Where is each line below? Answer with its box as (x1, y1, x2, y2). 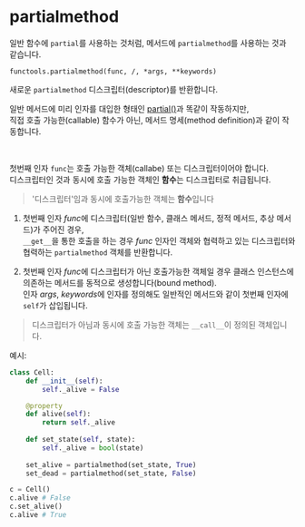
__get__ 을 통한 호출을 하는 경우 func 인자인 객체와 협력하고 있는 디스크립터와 (22, 235, 296, 246)
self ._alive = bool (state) (42, 443, 144, 453)
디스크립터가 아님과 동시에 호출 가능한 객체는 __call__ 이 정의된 (31, 319, 256, 330)
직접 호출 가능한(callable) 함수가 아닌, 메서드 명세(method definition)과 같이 (9, 114, 280, 125)
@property (25, 401, 64, 410)
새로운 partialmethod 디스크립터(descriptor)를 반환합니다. (9, 83, 219, 94)
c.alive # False (9, 493, 71, 503)
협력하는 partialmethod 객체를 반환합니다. (22, 247, 173, 258)
